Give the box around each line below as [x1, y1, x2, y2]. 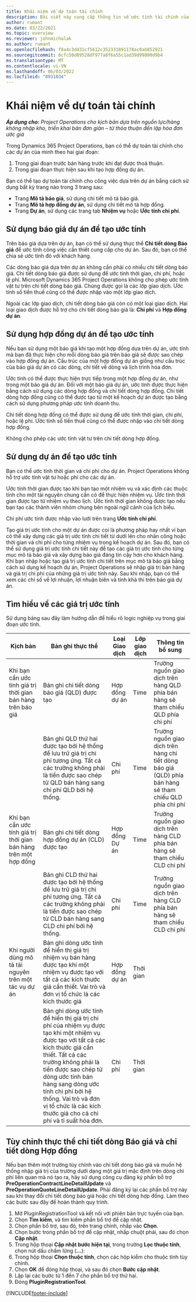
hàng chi [153, 749, 178, 758]
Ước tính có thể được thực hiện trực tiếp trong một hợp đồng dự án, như [6, 375, 178, 382]
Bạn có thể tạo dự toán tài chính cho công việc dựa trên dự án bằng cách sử [6, 177, 189, 184]
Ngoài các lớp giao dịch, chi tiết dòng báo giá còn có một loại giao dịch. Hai [6, 300, 188, 307]
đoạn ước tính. [6, 621, 41, 628]
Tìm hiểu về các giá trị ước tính [6, 599, 120, 609]
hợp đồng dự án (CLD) [43, 835, 105, 844]
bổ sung [158, 646, 182, 654]
